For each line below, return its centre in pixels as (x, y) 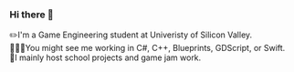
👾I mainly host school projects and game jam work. (105, 57)
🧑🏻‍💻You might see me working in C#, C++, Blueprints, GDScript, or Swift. (147, 48)
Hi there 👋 (32, 15)
